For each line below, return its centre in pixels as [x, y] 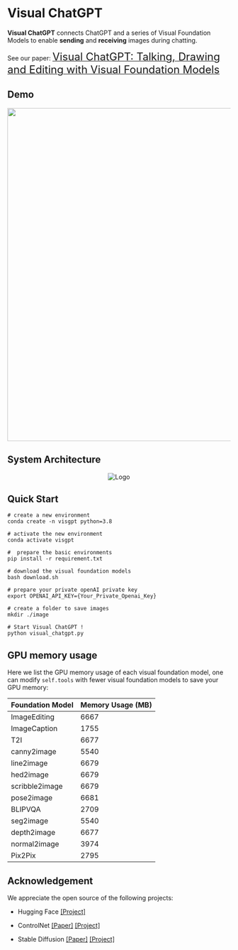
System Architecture [54, 460]
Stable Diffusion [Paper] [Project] [66, 939]
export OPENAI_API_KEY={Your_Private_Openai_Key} [82, 596]
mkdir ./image [28, 615]
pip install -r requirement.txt [55, 559]
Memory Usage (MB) [116, 705]
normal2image [35, 844]
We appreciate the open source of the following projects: [90, 898]
